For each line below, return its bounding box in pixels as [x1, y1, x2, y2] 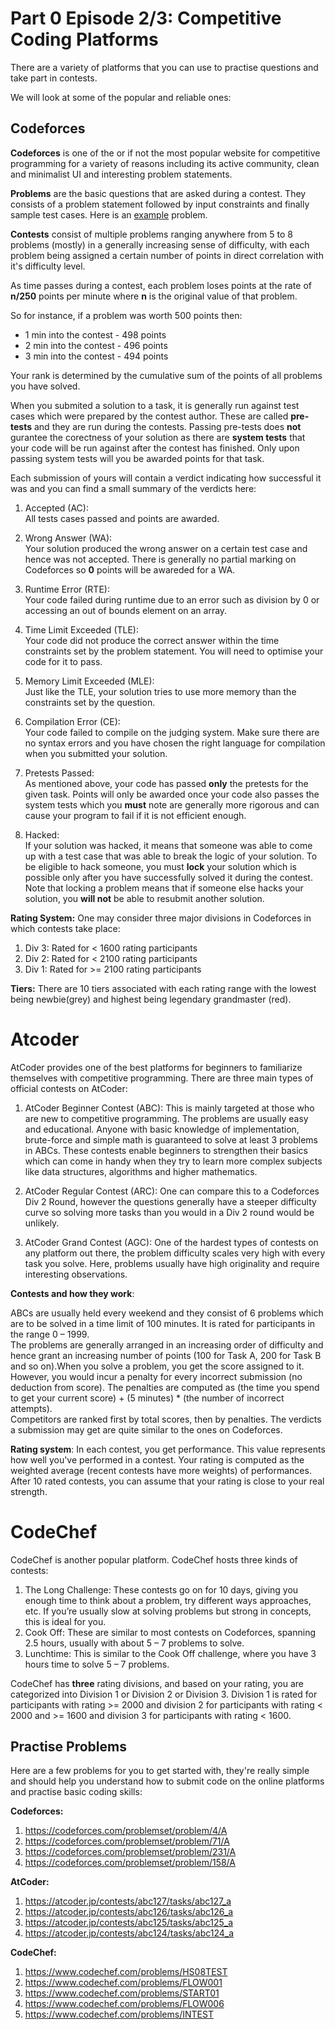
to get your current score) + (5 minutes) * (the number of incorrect [10, 1392, 285, 1404]
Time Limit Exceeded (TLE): [24, 623, 139, 636]
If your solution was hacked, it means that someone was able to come [24, 839, 313, 851]
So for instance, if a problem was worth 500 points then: [10, 309, 243, 321]
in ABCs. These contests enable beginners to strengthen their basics [24, 1144, 308, 1156]
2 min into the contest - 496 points [24, 339, 168, 351]
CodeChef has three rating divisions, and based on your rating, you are [10, 1677, 304, 1689]
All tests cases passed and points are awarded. [24, 512, 220, 524]
